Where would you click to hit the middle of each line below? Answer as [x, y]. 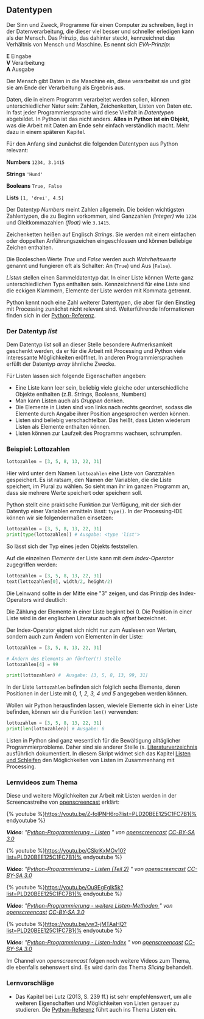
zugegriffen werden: [32, 565]
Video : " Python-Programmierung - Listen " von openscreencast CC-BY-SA [101, 832]
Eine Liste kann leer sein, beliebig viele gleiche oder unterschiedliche [102, 388]
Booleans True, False [34, 185]
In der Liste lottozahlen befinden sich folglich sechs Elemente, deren [93, 687]
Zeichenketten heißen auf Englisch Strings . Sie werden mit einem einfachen [101, 234]
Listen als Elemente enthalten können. [63, 427]
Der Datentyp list [32, 331]
